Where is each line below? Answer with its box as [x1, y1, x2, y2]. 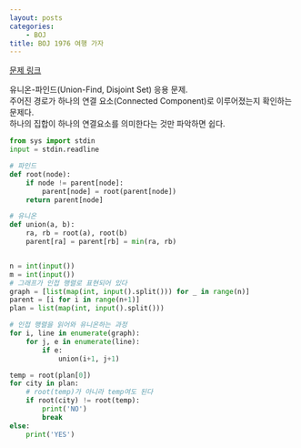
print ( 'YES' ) [25, 430, 75, 439]
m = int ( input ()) [9, 270, 75, 279]
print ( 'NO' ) [42, 404, 88, 413]
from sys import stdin [9, 137, 95, 146]
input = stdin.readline [9, 145, 100, 155]
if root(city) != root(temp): [25, 396, 141, 405]
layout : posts [9, 13, 64, 23]
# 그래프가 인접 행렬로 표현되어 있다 [9, 279, 128, 288]
